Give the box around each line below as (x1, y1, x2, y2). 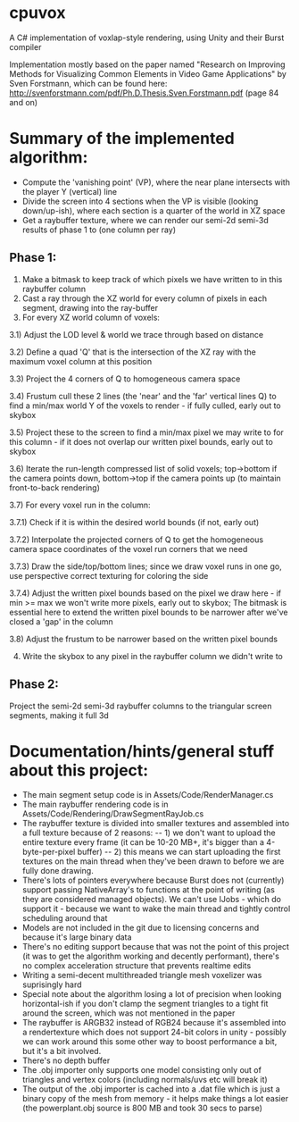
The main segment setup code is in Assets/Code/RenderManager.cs (21, 790, 274, 800)
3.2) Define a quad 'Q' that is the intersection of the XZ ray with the (9, 347, 256, 357)
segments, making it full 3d (9, 709, 109, 721)
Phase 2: (9, 677, 60, 692)
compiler (9, 41, 42, 52)
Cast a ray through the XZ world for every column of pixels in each (21, 293, 268, 304)
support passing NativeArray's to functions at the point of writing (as (21, 884, 275, 895)
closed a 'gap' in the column (9, 615, 113, 627)
